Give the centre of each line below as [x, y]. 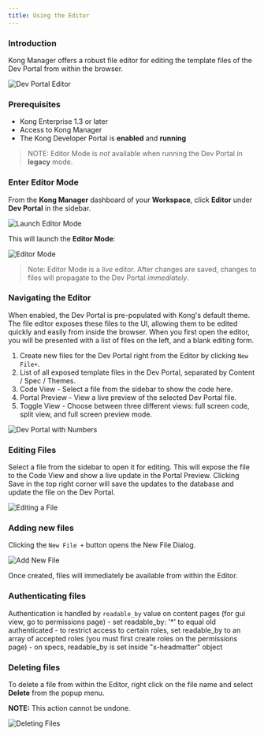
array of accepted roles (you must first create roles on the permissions [123, 638]
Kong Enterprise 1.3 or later [64, 121]
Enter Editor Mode [43, 182]
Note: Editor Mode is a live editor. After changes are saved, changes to [142, 269]
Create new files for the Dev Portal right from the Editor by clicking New [134, 355]
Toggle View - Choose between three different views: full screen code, [134, 405]
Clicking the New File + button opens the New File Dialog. [102, 545]
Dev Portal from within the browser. [66, 69]
